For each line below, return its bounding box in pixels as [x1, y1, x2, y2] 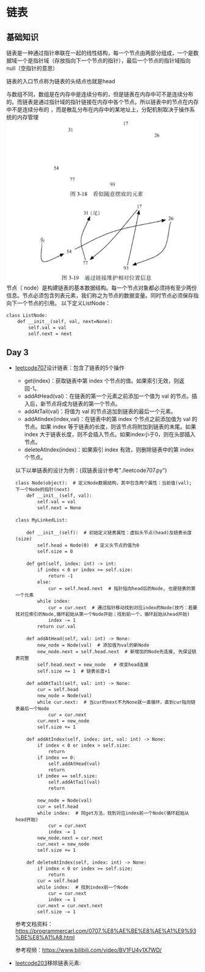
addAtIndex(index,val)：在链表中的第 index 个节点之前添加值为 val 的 [24, 416, 198, 423]
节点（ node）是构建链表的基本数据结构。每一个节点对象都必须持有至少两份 [6, 284, 197, 291]
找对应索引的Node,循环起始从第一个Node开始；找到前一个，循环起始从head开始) [15, 611, 190, 618]
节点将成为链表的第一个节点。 [45, 400, 121, 408]
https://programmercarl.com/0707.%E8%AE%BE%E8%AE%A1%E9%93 [15, 927, 196, 935]
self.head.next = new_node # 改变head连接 [37, 662, 149, 668]
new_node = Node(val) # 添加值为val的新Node [37, 642, 149, 649]
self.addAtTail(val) [48, 779, 101, 785]
